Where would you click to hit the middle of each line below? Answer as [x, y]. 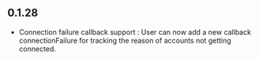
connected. [38, 49]
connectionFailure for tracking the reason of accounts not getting [125, 40]
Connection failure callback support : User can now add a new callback [135, 32]
